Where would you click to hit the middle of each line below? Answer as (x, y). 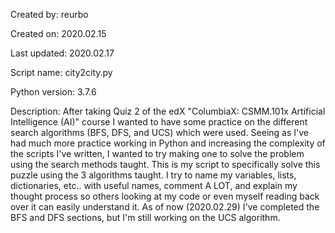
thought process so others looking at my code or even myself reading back (165, 196)
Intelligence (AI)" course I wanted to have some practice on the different (159, 122)
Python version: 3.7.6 (53, 92)
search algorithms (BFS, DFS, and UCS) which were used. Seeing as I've (160, 132)
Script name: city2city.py (61, 72)
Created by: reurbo (49, 14)
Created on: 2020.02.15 (58, 33)
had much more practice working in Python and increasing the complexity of (168, 143)
